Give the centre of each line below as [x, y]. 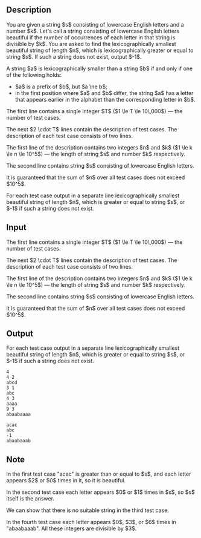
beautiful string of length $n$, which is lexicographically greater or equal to [100, 50]
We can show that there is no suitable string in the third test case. [88, 510]
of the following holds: [34, 74]
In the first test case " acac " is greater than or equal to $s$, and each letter [99, 474]
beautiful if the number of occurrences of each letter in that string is [91, 37]
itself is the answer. [30, 499]
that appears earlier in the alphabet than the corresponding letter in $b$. [105, 99]
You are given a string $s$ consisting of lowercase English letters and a [95, 24]
